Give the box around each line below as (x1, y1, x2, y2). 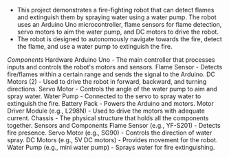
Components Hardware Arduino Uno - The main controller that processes (7, 56, 215, 64)
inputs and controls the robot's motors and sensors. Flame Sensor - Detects (7, 63, 223, 71)
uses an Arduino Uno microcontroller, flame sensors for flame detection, (17, 21, 222, 28)
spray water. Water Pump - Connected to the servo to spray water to (7, 92, 201, 100)
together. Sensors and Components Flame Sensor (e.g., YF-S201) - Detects (7, 122, 221, 129)
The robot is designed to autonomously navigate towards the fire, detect (17, 35, 222, 43)
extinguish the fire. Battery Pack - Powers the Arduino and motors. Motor (7, 100, 215, 107)
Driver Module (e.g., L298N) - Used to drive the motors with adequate (7, 106, 205, 115)
